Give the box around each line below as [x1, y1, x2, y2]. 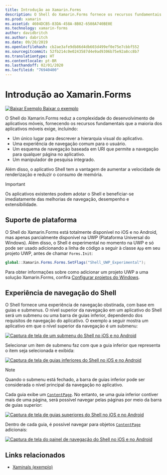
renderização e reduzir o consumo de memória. [5, 171, 103, 177]
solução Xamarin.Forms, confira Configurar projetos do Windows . [5, 274, 140, 280]
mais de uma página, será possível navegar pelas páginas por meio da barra [5, 397, 162, 403]
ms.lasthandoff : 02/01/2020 [5, 63, 64, 68]
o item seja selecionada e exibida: [5, 347, 75, 354]
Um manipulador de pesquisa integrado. [12, 157, 95, 162]
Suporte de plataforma [5, 216, 77, 224]
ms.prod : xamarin [5, 16, 41, 21]
